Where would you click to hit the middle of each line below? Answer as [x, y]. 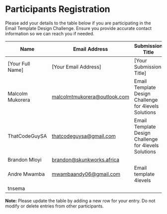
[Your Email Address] [77, 67]
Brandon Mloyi [25, 160]
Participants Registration [58, 9]
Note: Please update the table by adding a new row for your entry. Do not [80, 201]
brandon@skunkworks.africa [86, 160]
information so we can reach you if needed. [50, 33]
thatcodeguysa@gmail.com [84, 136]
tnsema [16, 188]
